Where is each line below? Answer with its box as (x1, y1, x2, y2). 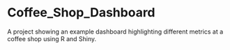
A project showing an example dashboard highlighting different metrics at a (7, 27, 224, 36)
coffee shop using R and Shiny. (7, 34, 97, 42)
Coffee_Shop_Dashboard (7, 5, 155, 21)
